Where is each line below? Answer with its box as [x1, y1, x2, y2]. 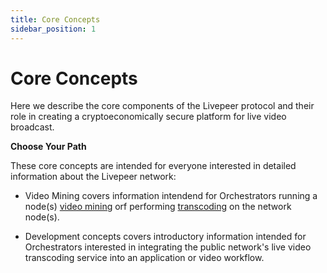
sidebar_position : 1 [10, 24, 97, 34]
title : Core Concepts [10, 14, 101, 25]
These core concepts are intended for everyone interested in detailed [10, 160, 297, 172]
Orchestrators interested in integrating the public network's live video [24, 241, 312, 253]
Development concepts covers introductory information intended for [24, 231, 307, 243]
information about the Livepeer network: [10, 171, 177, 183]
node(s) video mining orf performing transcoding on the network [24, 201, 292, 213]
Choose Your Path [10, 141, 87, 153]
